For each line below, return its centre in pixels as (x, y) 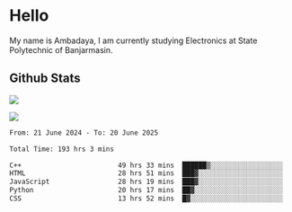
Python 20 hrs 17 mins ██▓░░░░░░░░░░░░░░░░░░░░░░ (146, 190)
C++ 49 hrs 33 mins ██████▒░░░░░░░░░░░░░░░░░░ (146, 165)
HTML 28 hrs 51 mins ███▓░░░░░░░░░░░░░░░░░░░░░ (146, 173)
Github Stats (45, 79)
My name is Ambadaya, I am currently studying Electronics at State (133, 40)
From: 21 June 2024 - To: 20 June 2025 (84, 132)
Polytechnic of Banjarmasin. (62, 49)
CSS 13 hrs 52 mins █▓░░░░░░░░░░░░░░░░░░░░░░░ (146, 199)
